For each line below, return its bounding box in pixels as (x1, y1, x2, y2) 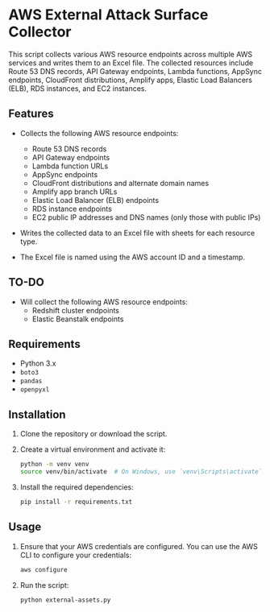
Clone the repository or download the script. (19, 429, 168, 439)
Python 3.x (19, 358, 56, 368)
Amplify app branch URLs (31, 187, 118, 196)
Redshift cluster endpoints (31, 305, 119, 315)
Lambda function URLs (31, 161, 109, 171)
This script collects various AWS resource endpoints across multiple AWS (8, 49, 253, 59)
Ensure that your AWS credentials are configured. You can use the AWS (19, 541, 258, 551)
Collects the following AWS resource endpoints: (19, 128, 179, 138)
